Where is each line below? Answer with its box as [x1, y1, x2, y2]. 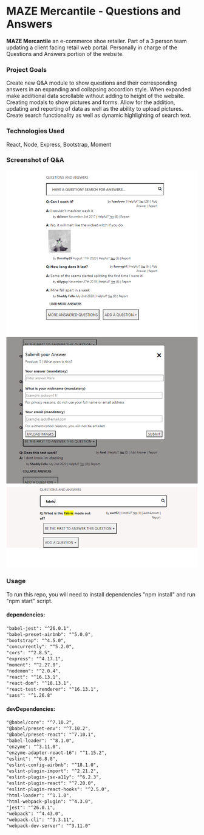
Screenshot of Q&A [6, 156, 64, 164]
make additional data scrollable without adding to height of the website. [6, 93, 185, 100]
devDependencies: [6, 705, 56, 713]
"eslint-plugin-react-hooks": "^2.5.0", [6, 786, 110, 792]
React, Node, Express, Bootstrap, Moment [6, 141, 112, 148]
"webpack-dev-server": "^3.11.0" [6, 823, 91, 829]
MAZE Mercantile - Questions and [6, 4, 181, 18]
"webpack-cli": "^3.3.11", [6, 817, 75, 823]
